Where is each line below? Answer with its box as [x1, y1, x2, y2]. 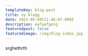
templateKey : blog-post [5, 7, 56, 13]
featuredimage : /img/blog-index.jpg [5, 31, 83, 36]
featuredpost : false [5, 26, 49, 32]
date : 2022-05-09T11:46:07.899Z [5, 17, 74, 22]
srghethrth [5, 45, 27, 51]
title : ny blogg [5, 12, 40, 17]
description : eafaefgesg [5, 21, 58, 27]
